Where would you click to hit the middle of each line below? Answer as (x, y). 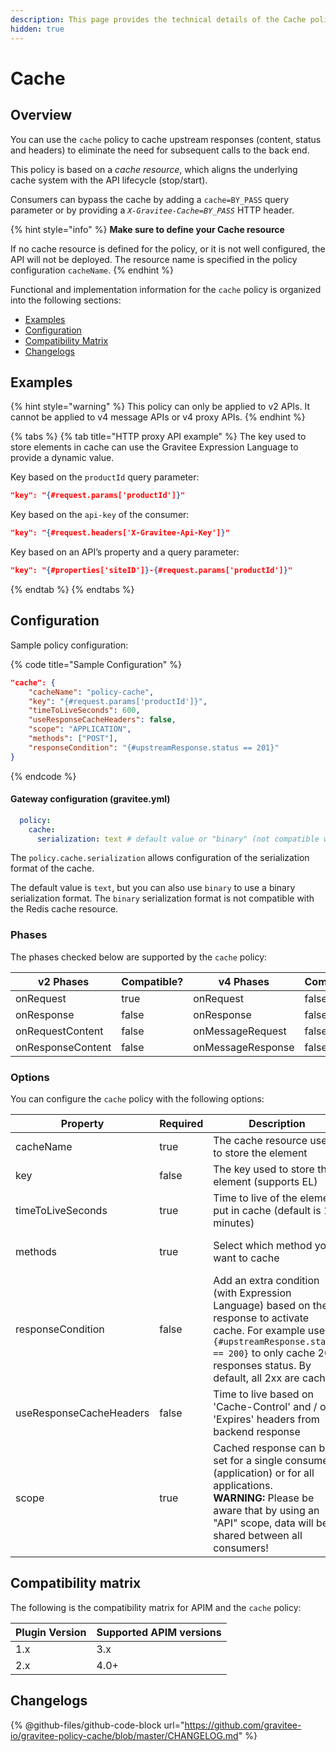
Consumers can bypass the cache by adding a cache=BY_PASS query (150, 199)
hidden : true (37, 29)
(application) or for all (264, 1473)
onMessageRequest (240, 1031)
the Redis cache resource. (64, 909)
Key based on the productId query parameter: (105, 477)
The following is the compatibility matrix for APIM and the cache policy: (156, 1607)
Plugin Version (51, 1632)
